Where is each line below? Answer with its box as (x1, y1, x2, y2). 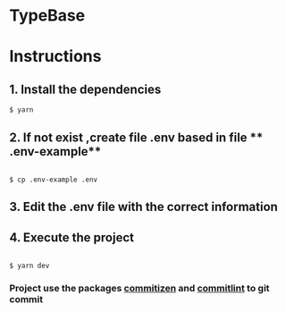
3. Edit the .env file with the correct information (9, 199, 279, 215)
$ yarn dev (9, 261, 50, 271)
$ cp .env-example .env (9, 175, 98, 184)
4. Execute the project (9, 230, 134, 245)
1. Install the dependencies (9, 81, 162, 97)
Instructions (9, 46, 102, 67)
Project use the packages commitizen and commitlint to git (9, 282, 270, 295)
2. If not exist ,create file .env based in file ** (9, 130, 264, 145)
